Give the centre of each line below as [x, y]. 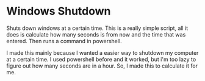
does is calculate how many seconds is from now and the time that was [96, 34]
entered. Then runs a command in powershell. [64, 41]
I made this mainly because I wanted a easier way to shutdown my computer [103, 52]
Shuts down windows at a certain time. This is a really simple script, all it [97, 28]
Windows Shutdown [59, 11]
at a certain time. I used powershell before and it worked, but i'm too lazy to [101, 59]
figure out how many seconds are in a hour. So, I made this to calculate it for [102, 66]
